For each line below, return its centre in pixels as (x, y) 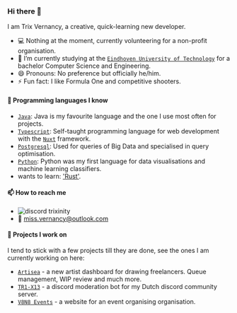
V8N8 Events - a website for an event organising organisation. (106, 301)
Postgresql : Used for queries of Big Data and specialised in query (113, 146)
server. (28, 294)
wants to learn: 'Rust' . (49, 176)
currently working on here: (46, 258)
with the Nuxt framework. (54, 138)
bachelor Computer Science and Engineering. (84, 66)
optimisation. (36, 153)
